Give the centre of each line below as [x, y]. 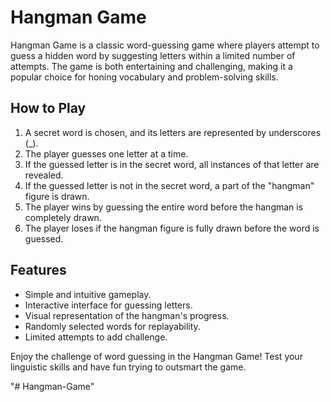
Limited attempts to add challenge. [96, 337]
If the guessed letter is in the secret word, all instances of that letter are [172, 164]
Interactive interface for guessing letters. [108, 305]
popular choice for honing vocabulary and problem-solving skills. [144, 77]
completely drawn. [63, 217]
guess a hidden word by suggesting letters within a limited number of [153, 55]
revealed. [44, 175]
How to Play [48, 108]
